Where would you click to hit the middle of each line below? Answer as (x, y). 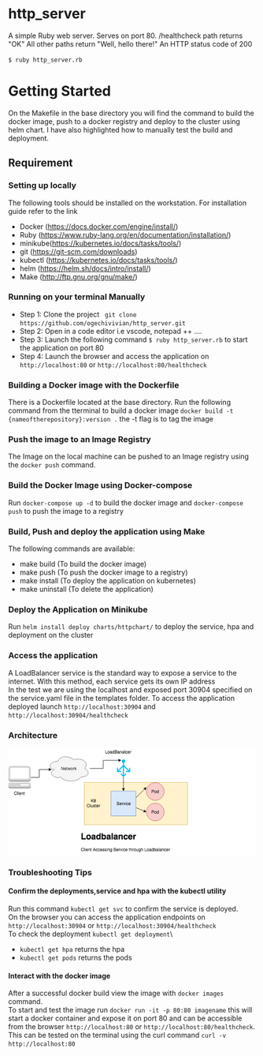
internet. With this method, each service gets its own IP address (112, 681)
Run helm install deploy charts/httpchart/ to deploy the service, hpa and (131, 627)
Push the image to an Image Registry (80, 440)
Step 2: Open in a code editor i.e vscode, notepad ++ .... (111, 331)
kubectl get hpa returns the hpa (72, 949)
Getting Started (60, 91)
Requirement (41, 163)
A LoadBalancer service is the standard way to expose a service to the (123, 672)
